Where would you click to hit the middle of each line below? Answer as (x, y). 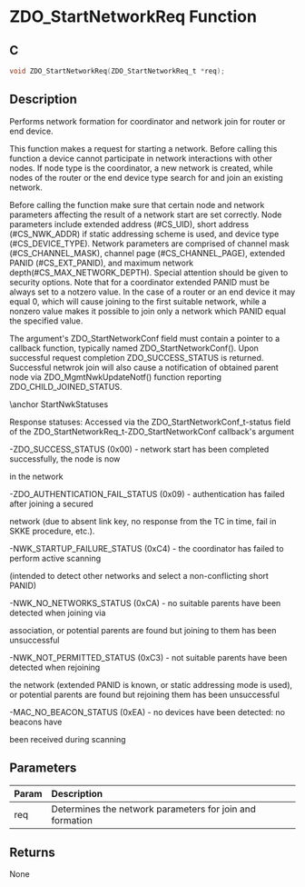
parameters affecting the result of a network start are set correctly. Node (146, 214)
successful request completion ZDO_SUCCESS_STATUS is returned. (137, 357)
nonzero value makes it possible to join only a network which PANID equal (148, 311)
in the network (36, 476)
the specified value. (46, 321)
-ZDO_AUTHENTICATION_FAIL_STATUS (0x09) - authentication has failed (147, 493)
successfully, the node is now (65, 458)
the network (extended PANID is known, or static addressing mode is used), (151, 684)
